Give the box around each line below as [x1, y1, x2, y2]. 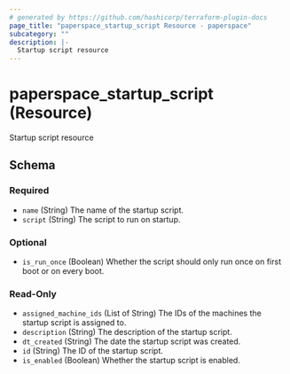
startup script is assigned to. [21, 317, 127, 328]
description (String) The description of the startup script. [21, 327, 232, 338]
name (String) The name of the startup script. [21, 205, 184, 215]
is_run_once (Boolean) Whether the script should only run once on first [21, 256, 282, 267]
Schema [9, 158, 56, 173]
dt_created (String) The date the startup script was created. [21, 336, 241, 347]
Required [9, 184, 50, 197]
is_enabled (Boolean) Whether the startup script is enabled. [21, 355, 241, 366]
